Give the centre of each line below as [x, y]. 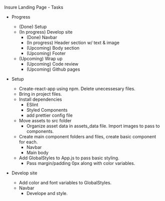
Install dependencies [40, 99]
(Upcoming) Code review [52, 64]
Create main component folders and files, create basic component [88, 137]
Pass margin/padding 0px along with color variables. [81, 163]
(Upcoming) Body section [53, 48]
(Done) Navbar [42, 37]
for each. [28, 142]
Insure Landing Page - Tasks [34, 7]
